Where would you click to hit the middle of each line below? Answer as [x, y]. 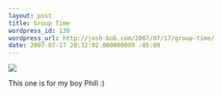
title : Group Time [39, 23]
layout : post [30, 16]
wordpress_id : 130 [39, 30]
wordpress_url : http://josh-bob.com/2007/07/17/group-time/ [112, 38]
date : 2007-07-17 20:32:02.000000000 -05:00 [84, 46]
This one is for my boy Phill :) [57, 83]
